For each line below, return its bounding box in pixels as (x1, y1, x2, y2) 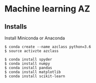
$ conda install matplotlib (4, 70, 61, 74)
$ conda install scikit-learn (4, 74, 66, 79)
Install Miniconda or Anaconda (4, 35, 65, 41)
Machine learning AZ (4, 3, 90, 14)
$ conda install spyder (4, 57, 53, 62)
